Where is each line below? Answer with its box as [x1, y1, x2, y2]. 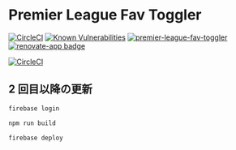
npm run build [8, 119, 57, 127]
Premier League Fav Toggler [8, 6, 202, 24]
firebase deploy [8, 134, 63, 142]
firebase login [8, 104, 60, 113]
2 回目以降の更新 [8, 83, 93, 96]
